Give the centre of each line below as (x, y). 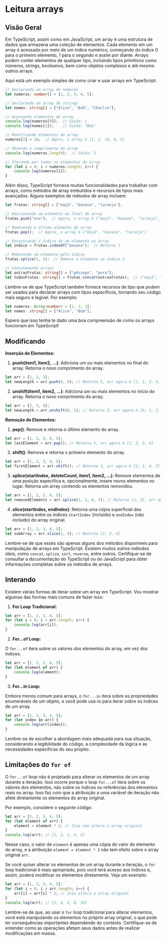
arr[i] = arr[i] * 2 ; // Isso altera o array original (72, 893)
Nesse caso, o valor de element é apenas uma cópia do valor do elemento (80, 844)
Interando (21, 580)
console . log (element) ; (37, 672)
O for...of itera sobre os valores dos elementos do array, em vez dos (77, 648)
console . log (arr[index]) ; (41, 725)
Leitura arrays (34, 9)
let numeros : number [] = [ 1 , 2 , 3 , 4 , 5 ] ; (49, 94)
